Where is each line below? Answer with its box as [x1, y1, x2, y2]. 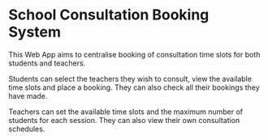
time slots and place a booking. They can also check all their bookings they [8, 83, 260, 92]
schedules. [8, 124, 45, 134]
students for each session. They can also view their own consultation [8, 115, 240, 125]
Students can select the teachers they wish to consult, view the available [8, 74, 252, 83]
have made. [8, 91, 48, 100]
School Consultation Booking [8, 6, 210, 24]
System [8, 23, 62, 41]
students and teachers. [8, 58, 86, 68]
